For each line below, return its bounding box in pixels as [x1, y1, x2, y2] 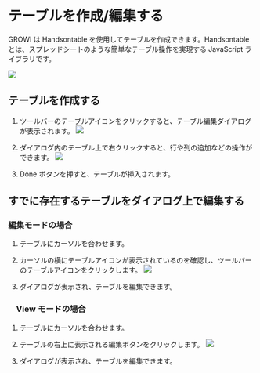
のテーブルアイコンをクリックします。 [19, 266, 143, 275]
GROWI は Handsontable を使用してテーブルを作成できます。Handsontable [8, 34, 250, 44]
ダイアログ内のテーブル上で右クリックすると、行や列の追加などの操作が [19, 143, 253, 152]
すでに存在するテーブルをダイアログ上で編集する [8, 194, 244, 208]
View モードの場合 [16, 303, 86, 314]
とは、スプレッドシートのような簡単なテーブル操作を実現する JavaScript [8, 44, 244, 53]
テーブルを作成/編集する [8, 7, 164, 25]
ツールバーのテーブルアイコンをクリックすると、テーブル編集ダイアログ [19, 116, 252, 125]
